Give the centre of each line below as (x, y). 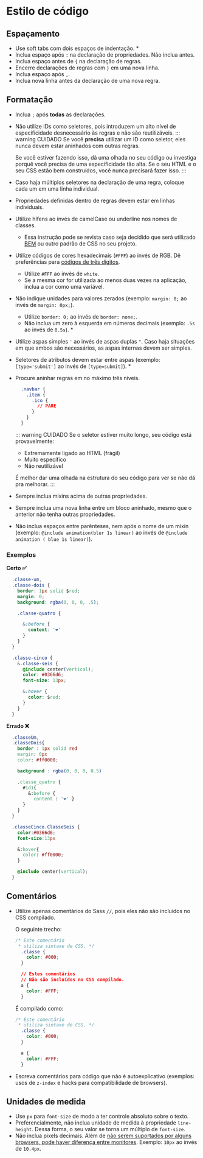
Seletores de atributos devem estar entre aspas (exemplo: (88, 359)
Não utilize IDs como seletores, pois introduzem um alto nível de (95, 126)
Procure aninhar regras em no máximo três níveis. (77, 378)
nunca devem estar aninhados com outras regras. (77, 146)
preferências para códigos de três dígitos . (67, 262)
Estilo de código (48, 11)
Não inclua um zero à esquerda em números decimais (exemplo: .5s (110, 323)
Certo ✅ (17, 568)
